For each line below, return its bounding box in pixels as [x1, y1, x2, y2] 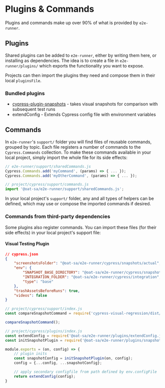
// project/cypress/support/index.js [5, 306, 82, 311]
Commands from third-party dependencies [5, 213, 110, 220]
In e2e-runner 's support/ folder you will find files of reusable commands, [5, 139, 152, 145]
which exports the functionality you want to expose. [39, 63, 144, 68]
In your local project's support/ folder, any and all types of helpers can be [5, 195, 154, 201]
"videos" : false [14, 293, 48, 298]
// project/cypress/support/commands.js [5, 182, 89, 187]
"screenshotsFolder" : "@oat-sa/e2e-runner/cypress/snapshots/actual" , [14, 261, 162, 266]
